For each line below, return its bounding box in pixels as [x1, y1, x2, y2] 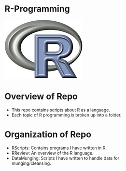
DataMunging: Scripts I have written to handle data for [11, 155, 119, 161]
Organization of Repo [4, 129, 92, 140]
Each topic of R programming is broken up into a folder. [11, 112, 122, 118]
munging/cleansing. [11, 160, 51, 166]
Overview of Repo [4, 91, 78, 102]
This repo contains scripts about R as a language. [11, 107, 111, 113]
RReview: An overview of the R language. [11, 150, 94, 156]
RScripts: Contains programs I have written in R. [11, 145, 107, 151]
